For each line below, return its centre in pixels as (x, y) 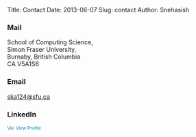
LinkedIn (22, 114)
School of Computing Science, (50, 42)
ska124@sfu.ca (28, 96)
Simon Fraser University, (42, 50)
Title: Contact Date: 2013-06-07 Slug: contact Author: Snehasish (98, 10)
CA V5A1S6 (23, 64)
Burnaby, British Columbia (44, 57)
